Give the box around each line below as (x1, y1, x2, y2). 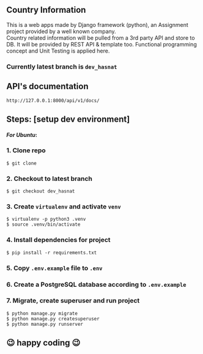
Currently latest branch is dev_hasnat (6, 62, 117, 71)
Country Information (6, 5, 86, 15)
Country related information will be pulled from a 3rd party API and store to (6, 34, 195, 42)
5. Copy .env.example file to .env (6, 264, 103, 272)
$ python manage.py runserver (6, 321, 84, 327)
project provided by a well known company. (6, 28, 116, 35)
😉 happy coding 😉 (6, 337, 81, 348)
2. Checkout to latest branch (6, 174, 93, 183)
